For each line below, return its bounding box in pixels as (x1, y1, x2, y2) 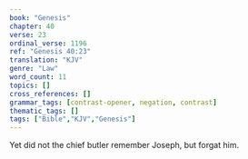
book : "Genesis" (9, 13, 71, 23)
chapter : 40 (9, 22, 55, 31)
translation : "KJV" (9, 55, 84, 65)
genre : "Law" (9, 65, 59, 74)
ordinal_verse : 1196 (9, 38, 88, 48)
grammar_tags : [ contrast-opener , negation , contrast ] (9, 97, 218, 107)
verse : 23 (9, 30, 47, 39)
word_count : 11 (9, 73, 67, 82)
